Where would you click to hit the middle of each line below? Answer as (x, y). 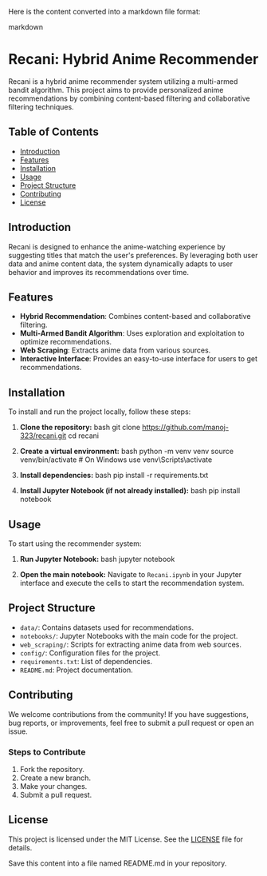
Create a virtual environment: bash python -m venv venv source (126, 452)
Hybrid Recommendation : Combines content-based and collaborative (135, 317)
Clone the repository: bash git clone (80, 428)
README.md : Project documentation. (76, 670)
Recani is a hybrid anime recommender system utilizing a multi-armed (123, 81)
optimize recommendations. (66, 342)
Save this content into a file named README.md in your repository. (118, 863)
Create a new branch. (55, 778)
